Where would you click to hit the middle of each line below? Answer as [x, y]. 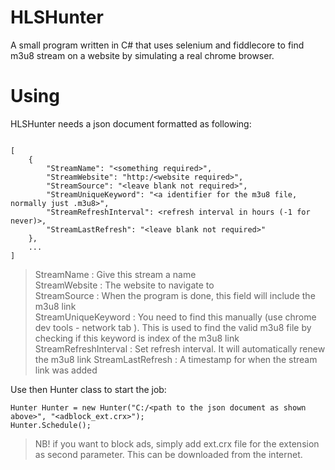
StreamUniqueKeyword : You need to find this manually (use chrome [175, 317]
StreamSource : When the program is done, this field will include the [175, 295]
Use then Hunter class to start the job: [88, 389]
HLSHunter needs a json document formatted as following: [131, 123]
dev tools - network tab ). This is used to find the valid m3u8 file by [173, 327]
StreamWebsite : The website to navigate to [124, 285]
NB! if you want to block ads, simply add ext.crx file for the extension [177, 443]
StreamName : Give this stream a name [115, 274]
